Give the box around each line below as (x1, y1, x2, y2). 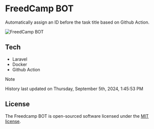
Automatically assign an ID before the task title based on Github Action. (5, 19, 150, 25)
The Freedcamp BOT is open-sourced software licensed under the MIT (5, 113, 149, 119)
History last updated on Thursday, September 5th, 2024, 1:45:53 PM (5, 86, 144, 92)
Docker (12, 61, 28, 67)
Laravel (12, 56, 28, 62)
